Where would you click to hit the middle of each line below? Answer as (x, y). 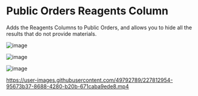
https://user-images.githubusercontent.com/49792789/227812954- (90, 80)
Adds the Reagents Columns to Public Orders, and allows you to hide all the (99, 27)
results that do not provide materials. (51, 33)
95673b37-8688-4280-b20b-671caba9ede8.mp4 (68, 86)
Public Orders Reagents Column (87, 11)
